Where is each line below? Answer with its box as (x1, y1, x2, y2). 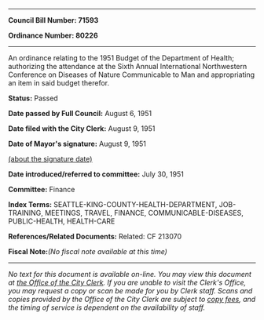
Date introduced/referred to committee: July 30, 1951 (8, 169, 185, 179)
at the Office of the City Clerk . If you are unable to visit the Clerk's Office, (8, 278, 247, 287)
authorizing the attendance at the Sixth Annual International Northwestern (8, 62, 247, 71)
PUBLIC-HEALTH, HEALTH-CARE (8, 216, 115, 226)
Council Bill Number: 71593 (8, 16, 99, 24)
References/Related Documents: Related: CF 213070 (8, 232, 182, 241)
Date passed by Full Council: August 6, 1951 (8, 109, 152, 118)
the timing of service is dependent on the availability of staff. (8, 303, 206, 312)
